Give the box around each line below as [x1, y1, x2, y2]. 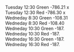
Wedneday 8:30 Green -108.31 [5, 15, 68, 20]
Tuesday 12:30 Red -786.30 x [5, 9, 66, 15]
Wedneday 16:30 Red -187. [5, 41, 60, 47]
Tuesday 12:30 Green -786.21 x [5, 4, 69, 10]
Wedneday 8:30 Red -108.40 [5, 20, 65, 26]
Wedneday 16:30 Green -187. [5, 36, 65, 42]
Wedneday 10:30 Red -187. [5, 31, 60, 36]
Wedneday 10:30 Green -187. [5, 25, 65, 31]
